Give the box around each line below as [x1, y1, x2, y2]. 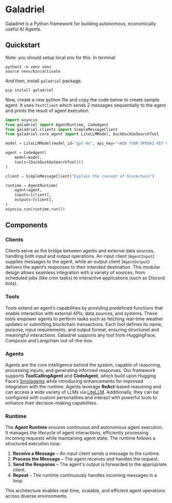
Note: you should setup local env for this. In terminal [5, 54, 116, 60]
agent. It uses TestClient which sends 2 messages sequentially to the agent [5, 102, 166, 108]
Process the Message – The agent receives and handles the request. [12, 456, 159, 462]
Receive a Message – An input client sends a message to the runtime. [12, 450, 160, 456]
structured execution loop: [5, 441, 61, 447]
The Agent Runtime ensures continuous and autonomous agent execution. [5, 424, 163, 430]
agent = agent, [14, 188, 42, 193]
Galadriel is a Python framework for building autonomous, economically [5, 20, 156, 27]
